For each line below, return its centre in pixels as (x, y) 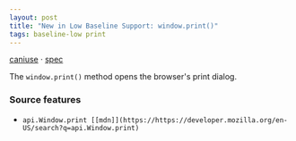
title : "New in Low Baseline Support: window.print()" (114, 26)
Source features (45, 100)
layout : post (34, 17)
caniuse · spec (36, 60)
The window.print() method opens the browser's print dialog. (123, 77)
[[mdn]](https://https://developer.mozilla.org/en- (190, 120)
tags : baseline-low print (57, 34)
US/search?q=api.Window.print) (81, 128)
